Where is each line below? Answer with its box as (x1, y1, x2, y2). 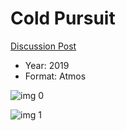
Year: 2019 (24, 59, 70, 71)
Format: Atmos (24, 70, 87, 82)
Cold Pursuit (10, 7, 116, 30)
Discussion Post (10, 40, 77, 52)
